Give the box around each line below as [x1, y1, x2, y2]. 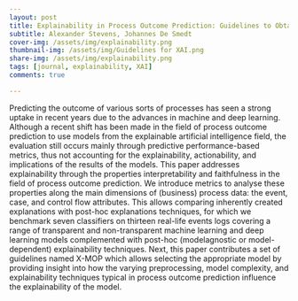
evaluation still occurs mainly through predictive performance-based [9, 140, 260, 150]
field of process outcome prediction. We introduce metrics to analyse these [9, 178, 286, 189]
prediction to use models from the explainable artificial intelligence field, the [9, 130, 286, 142]
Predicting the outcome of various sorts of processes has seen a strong [9, 103, 272, 113]
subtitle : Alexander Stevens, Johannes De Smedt [9, 29, 192, 38]
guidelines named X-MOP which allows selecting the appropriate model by [9, 253, 282, 264]
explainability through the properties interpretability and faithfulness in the [9, 168, 281, 179]
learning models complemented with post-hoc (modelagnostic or [9, 234, 247, 244]
